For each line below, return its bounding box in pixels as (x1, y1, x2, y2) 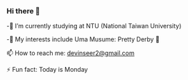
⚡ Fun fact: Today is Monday (6, 66, 88, 74)
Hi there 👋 (6, 6, 41, 16)
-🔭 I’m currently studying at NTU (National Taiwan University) (6, 22, 182, 30)
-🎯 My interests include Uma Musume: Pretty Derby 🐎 (6, 35, 160, 43)
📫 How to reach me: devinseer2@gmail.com (6, 49, 135, 57)
